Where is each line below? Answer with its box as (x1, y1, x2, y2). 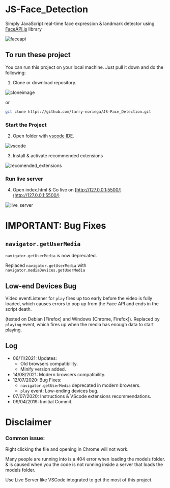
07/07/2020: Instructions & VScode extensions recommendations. (12, 393, 152, 399)
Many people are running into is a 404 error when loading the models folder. (5, 456, 165, 462)
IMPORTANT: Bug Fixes (5, 220, 106, 232)
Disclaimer (5, 417, 52, 428)
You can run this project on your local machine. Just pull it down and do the (5, 64, 164, 70)
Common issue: (5, 434, 45, 442)
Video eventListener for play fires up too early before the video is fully (5, 295, 153, 302)
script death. (5, 306, 32, 312)
